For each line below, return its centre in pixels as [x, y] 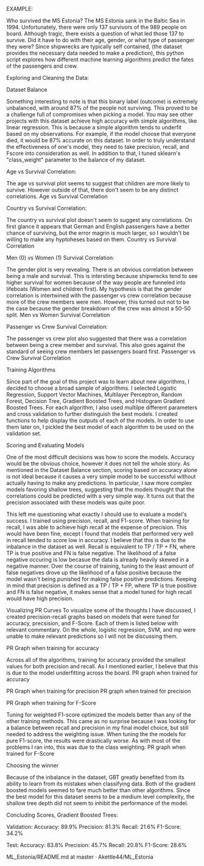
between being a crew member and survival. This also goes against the [96, 345]
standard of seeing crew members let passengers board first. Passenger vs [101, 351]
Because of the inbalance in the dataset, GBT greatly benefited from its [95, 777]
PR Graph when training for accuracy [53, 648]
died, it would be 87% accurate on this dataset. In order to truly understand [101, 140]
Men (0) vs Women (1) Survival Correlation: [60, 258]
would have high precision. [40, 598]
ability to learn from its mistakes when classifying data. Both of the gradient [101, 784]
